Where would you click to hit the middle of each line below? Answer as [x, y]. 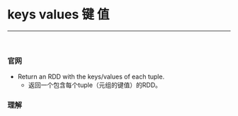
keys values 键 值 [58, 14]
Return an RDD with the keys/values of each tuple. [91, 77]
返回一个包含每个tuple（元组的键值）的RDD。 [95, 85]
